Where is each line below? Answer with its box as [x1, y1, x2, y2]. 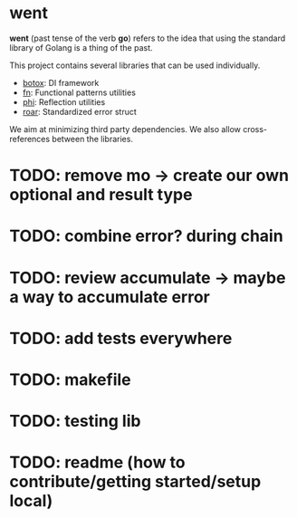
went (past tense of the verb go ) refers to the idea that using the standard [9, 33, 286, 43]
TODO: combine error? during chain [9, 225, 283, 246]
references [9, 133, 51, 144]
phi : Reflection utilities [22, 96, 106, 107]
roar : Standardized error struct [22, 106, 138, 117]
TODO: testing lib [9, 411, 141, 432]
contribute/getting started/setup [9, 472, 262, 492]
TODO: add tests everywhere [9, 328, 233, 349]
